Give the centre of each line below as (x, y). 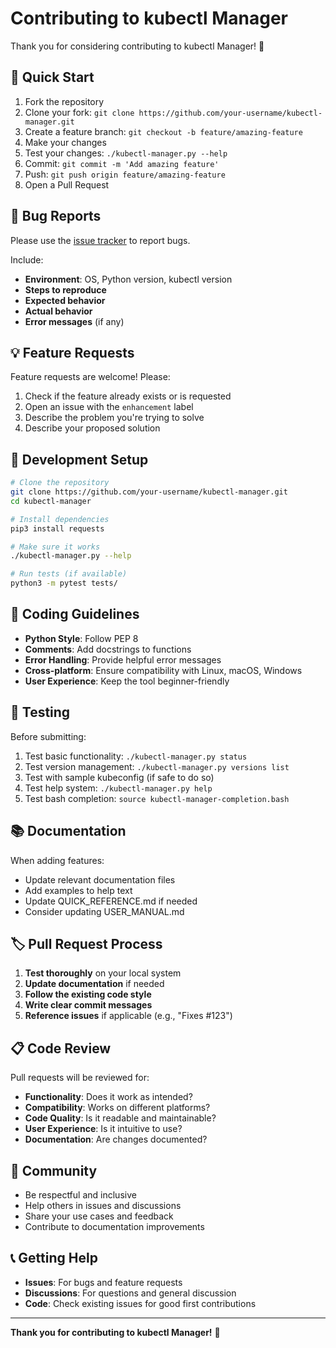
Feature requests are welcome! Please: (90, 377)
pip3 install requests (57, 528)
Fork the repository (64, 101)
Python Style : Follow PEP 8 (81, 638)
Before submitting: (48, 736)
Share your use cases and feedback (99, 1216)
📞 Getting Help (54, 1258)
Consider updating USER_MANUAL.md (104, 911)
